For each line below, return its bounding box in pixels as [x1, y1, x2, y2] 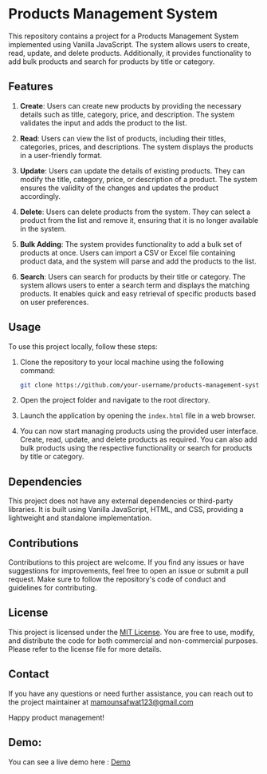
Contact [8, 668, 49, 681]
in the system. [19, 224, 66, 233]
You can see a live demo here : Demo [8, 756, 131, 767]
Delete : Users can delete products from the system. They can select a [19, 207, 251, 216]
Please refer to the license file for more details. [8, 644, 162, 653]
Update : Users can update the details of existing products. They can [19, 165, 245, 176]
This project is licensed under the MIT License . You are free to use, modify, [8, 627, 255, 637]
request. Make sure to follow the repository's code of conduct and [8, 574, 226, 584]
